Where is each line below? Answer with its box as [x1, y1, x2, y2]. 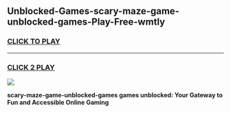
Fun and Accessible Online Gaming [7, 98, 109, 106]
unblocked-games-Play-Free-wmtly [7, 16, 166, 28]
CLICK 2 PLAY [7, 62, 55, 72]
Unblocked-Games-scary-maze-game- [7, 5, 180, 17]
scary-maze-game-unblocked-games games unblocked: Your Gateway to [7, 90, 223, 99]
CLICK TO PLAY [7, 37, 60, 47]
